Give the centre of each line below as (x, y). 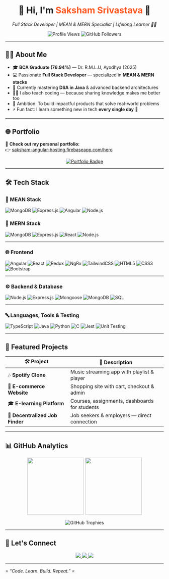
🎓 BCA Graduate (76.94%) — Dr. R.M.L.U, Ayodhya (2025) (74, 67)
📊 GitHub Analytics (37, 446)
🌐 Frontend (19, 252)
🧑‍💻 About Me (26, 55)
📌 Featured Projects (37, 347)
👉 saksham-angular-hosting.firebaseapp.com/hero (59, 150)
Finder (16, 422)
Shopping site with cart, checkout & (112, 387)
